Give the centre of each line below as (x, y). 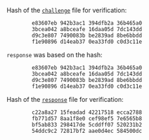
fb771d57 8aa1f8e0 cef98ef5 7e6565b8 (87, 119)
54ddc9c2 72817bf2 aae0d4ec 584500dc (87, 131)
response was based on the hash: (54, 55)
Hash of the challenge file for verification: (67, 10)
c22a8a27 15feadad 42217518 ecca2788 (87, 112)
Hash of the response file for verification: (65, 99)
